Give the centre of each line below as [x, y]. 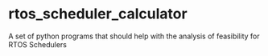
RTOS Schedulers [37, 44]
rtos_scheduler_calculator [98, 14]
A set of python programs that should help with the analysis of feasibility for [134, 36]
